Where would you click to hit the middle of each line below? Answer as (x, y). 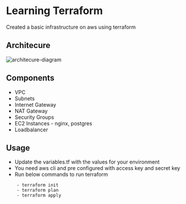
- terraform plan (38, 191)
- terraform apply (39, 195)
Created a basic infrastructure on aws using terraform (71, 27)
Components (30, 78)
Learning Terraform (55, 11)
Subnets (25, 98)
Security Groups (34, 117)
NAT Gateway (31, 111)
